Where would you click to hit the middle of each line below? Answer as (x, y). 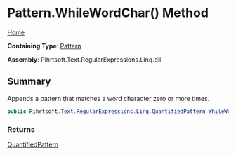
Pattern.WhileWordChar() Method (108, 13)
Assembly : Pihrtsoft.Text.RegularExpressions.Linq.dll (84, 59)
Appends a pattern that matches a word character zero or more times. (109, 98)
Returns (21, 129)
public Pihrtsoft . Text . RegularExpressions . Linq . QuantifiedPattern (106, 111)
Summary (29, 82)
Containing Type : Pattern (44, 46)
